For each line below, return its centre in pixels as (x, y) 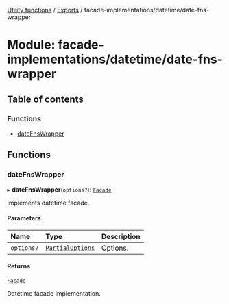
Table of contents (45, 99)
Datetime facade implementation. (54, 293)
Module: (31, 45)
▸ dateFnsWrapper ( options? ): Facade (59, 189)
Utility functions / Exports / (45, 10)
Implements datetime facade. (48, 203)
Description (121, 236)
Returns (19, 266)
